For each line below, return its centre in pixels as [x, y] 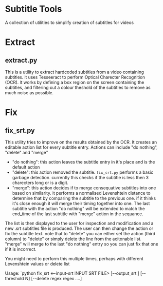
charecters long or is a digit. [40, 183]
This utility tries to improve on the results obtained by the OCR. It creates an [81, 142]
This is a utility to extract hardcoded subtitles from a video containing [75, 72]
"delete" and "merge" [27, 152]
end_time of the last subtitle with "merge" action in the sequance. [78, 214]
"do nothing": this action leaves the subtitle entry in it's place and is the [83, 162]
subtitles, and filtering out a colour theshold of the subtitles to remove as [78, 87]
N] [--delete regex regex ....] [54, 278]
